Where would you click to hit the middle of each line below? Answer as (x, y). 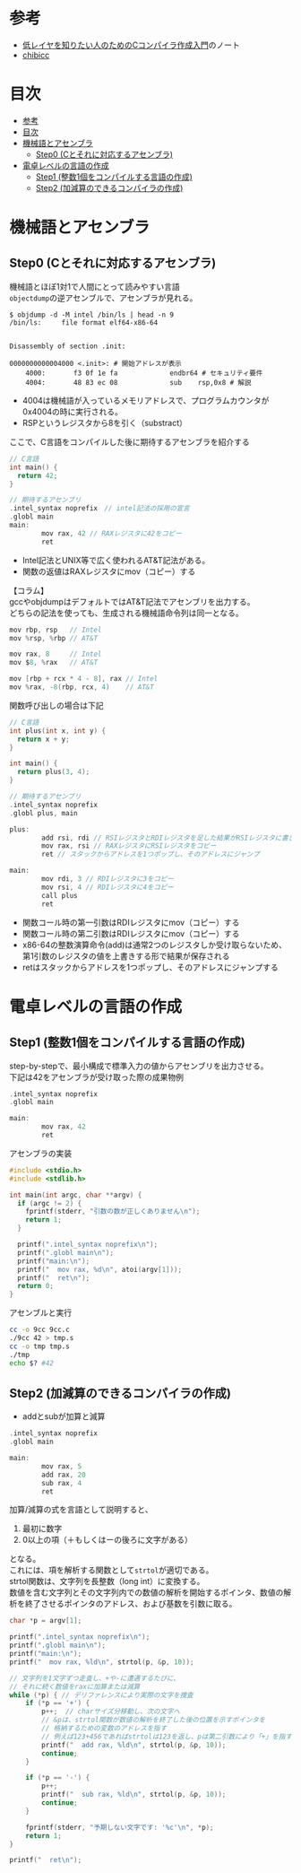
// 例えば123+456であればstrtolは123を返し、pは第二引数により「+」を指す (167, 1737)
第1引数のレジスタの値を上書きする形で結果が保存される (126, 955)
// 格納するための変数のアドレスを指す (104, 1729)
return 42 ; (38, 475)
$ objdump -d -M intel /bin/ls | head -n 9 (92, 315)
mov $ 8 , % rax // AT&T (54, 663)
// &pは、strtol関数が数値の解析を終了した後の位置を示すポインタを (154, 1720)
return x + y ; (43, 739)
